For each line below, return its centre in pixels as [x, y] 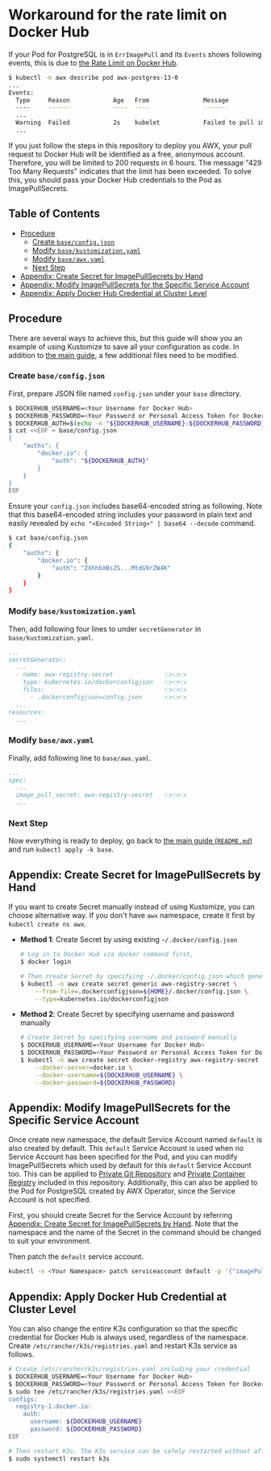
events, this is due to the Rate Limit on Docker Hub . [94, 63]
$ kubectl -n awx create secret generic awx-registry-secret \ [129, 984]
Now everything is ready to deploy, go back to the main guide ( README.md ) [130, 841]
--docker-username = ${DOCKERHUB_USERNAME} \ [109, 1075]
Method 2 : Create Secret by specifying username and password [127, 1015]
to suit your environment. [50, 1241]
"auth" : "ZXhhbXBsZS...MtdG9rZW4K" [111, 568]
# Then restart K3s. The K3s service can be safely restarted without [129, 1451]
